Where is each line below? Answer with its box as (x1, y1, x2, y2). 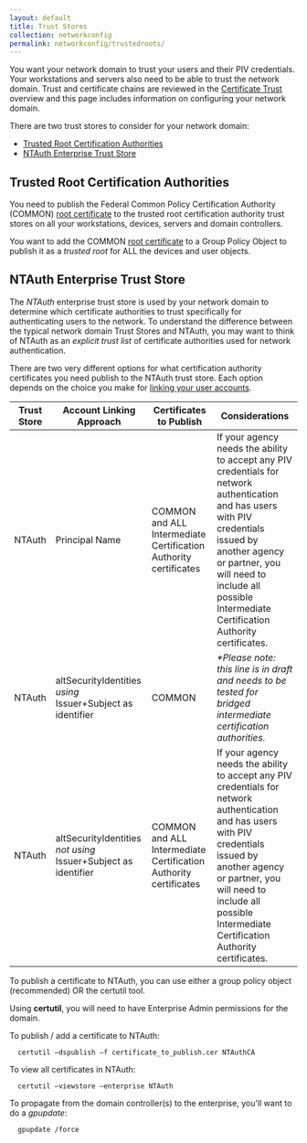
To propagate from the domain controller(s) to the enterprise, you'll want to (9, 1097, 292, 1108)
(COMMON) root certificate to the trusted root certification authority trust (9, 208, 285, 219)
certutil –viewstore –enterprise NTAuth (17, 1081, 174, 1091)
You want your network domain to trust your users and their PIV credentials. (9, 64, 295, 75)
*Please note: (216, 651, 277, 664)
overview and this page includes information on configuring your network (9, 93, 286, 104)
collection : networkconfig (9, 30, 112, 39)
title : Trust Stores (9, 22, 89, 31)
